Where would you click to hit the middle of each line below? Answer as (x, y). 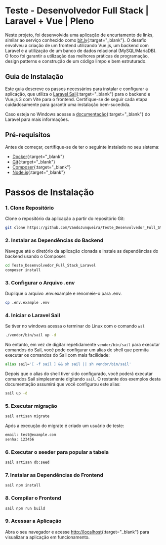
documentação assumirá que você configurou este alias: (63, 384)
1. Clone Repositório (30, 208)
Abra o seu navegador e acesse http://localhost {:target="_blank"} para (77, 532)
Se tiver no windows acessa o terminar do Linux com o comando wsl (75, 326)
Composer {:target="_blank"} (41, 167)
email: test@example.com (31, 435)
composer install (23, 270)
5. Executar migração (31, 406)
